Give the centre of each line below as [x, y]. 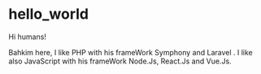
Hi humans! [28, 37]
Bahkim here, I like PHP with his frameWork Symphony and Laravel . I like [131, 52]
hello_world [49, 14]
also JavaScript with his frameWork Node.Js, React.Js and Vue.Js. [120, 61]
